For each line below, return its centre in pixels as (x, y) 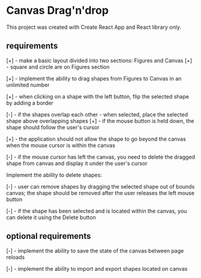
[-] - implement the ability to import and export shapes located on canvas (97, 268)
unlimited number (28, 85)
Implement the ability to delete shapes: (54, 175)
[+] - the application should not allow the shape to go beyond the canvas (96, 139)
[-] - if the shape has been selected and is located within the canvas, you (97, 211)
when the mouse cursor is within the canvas (61, 145)
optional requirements (49, 236)
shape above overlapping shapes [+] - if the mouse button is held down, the (100, 121)
